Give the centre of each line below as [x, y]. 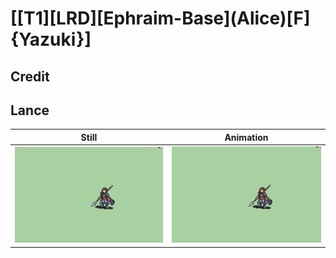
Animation [246, 137]
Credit [30, 76]
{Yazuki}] [51, 39]
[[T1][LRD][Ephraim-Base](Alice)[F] [160, 18]
